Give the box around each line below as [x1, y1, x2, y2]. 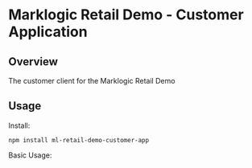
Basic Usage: [8, 150, 52, 160]
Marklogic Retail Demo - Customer [8, 6, 244, 24]
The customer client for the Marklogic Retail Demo [8, 76, 176, 85]
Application [8, 23, 88, 41]
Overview [8, 55, 59, 68]
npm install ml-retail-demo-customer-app [8, 136, 150, 144]
